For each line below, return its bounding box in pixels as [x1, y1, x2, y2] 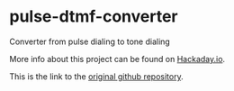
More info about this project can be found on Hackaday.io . [9, 53, 226, 64]
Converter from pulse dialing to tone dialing [9, 36, 171, 47]
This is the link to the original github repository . [9, 70, 184, 82]
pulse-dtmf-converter [9, 6, 178, 27]
